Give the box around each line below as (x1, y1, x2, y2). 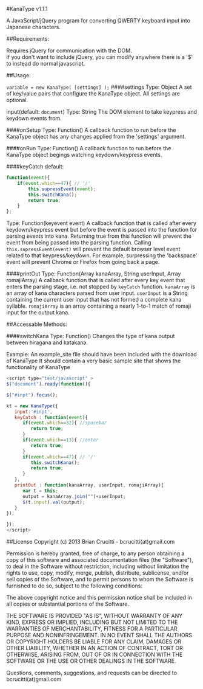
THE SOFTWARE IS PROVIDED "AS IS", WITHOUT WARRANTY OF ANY (6, 612, 183, 619)
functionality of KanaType (6, 364, 71, 371)
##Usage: (6, 72, 32, 78)
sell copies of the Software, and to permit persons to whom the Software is (6, 576, 194, 583)
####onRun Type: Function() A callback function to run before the (6, 145, 171, 151)
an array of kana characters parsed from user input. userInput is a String (6, 289, 188, 297)
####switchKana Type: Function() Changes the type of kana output (6, 333, 175, 340)
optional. (6, 97, 28, 103)
